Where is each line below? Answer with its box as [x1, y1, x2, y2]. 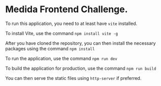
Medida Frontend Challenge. [5, 4, 128, 15]
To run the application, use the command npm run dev [5, 55, 118, 62]
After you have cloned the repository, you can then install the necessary [5, 40, 156, 46]
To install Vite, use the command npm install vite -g [5, 30, 118, 36]
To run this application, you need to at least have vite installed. [5, 20, 138, 26]
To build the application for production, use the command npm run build [5, 65, 156, 71]
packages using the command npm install [5, 45, 95, 51]
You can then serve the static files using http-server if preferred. [5, 75, 142, 81]
